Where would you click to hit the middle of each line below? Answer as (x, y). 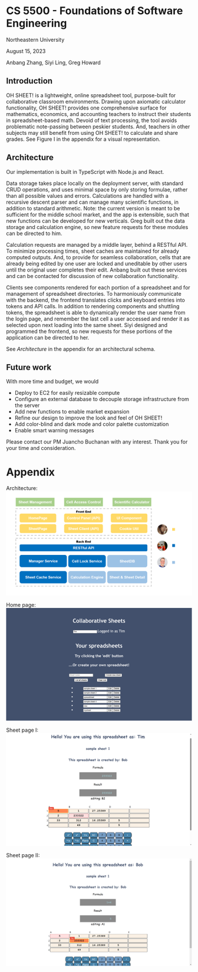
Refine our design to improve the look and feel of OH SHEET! (88, 418)
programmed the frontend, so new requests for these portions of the (89, 331)
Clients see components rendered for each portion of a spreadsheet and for (98, 287)
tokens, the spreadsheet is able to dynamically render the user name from (96, 312)
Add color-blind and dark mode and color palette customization (92, 424)
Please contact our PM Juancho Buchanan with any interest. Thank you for (97, 442)
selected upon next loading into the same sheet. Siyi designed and (87, 325)
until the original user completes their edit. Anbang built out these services (97, 270)
